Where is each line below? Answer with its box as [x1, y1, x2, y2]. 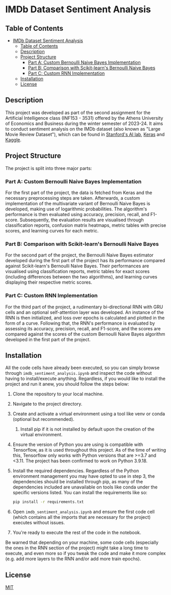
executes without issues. [12, 520, 65, 526]
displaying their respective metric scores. [5, 279, 92, 285]
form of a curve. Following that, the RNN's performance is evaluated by [5, 320, 155, 326]
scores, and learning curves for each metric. [5, 227, 99, 233]
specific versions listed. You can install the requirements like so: [12, 490, 148, 496]
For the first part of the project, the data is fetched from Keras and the [5, 189, 153, 196]
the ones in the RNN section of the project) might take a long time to [5, 545, 149, 551]
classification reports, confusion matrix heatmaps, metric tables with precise [5, 222, 166, 228]
